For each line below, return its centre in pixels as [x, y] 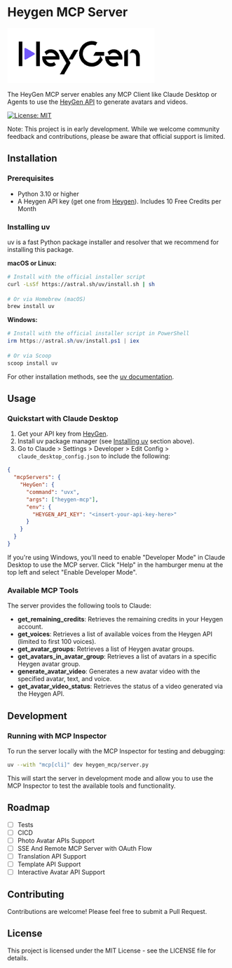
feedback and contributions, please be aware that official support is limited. [116, 136]
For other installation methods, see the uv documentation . [91, 377]
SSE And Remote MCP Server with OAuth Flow [84, 848]
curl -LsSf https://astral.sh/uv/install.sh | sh [81, 284]
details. [18, 957]
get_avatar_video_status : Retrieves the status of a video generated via [120, 686]
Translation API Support [52, 856]
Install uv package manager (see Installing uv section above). [106, 441]
